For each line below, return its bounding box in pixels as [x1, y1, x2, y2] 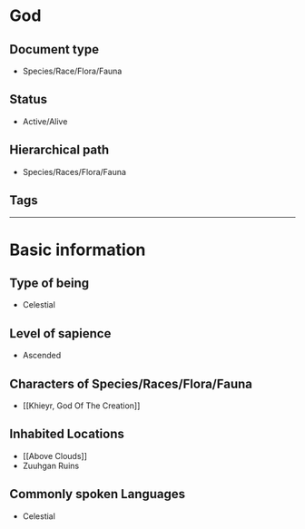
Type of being [9, 276, 90, 291]
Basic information [9, 240, 146, 260]
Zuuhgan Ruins [22, 460, 80, 471]
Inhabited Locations [9, 426, 124, 442]
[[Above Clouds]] [22, 450, 88, 461]
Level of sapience [9, 326, 112, 341]
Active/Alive [22, 115, 68, 127]
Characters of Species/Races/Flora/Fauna [9, 376, 252, 391]
